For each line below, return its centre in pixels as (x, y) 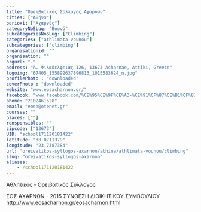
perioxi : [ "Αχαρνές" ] (33, 23)
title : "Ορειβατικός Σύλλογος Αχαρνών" (56, 12)
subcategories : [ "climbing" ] (42, 46)
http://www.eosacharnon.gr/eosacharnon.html (63, 203)
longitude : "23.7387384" (37, 145)
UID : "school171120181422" (40, 134)
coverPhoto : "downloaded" (40, 84)
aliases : (17, 162)
